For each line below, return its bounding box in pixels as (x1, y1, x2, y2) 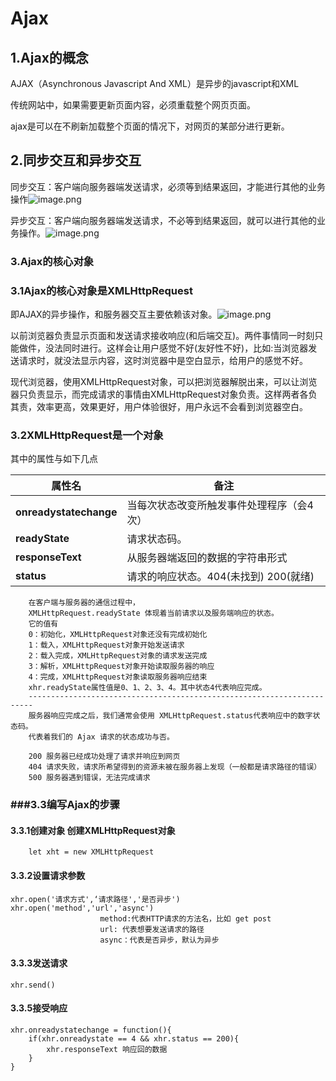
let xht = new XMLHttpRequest (28, 847, 155, 857)
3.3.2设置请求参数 (10, 870, 86, 882)
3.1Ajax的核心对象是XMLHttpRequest (10, 283, 193, 297)
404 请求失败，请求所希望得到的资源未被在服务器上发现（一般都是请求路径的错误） (28, 762, 322, 772)
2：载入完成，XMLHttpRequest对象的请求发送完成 (28, 651, 208, 661)
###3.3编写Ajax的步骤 (10, 798, 121, 812)
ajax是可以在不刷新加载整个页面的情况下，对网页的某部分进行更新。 (10, 120, 290, 132)
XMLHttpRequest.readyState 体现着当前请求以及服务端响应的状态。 (28, 608, 279, 619)
